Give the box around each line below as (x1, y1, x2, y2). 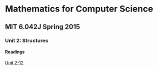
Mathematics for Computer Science (5, 3, 153, 14)
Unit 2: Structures (5, 37, 48, 44)
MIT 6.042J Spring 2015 (5, 23, 80, 31)
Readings (5, 49, 25, 55)
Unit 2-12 (5, 59, 23, 66)
